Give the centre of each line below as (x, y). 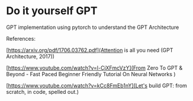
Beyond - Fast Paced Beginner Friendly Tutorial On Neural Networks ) (91, 74)
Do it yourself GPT (52, 11)
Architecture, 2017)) (30, 56)
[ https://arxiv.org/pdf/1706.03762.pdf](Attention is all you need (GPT (90, 50)
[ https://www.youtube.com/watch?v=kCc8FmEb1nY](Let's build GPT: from (97, 85)
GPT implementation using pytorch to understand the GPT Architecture (93, 27)
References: (21, 38)
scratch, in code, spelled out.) (42, 92)
